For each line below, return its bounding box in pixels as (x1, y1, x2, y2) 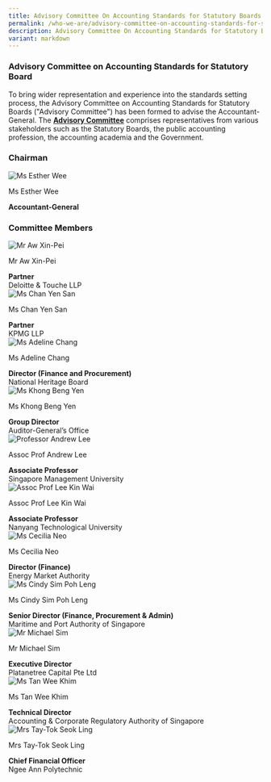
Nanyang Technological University (8, 522, 123, 533)
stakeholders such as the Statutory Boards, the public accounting (8, 123, 226, 133)
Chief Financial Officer (8, 756, 86, 766)
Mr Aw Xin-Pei (8, 256, 56, 266)
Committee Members (8, 222, 94, 233)
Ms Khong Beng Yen (8, 401, 77, 412)
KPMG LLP (8, 328, 44, 339)
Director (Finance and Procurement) (8, 369, 132, 378)
